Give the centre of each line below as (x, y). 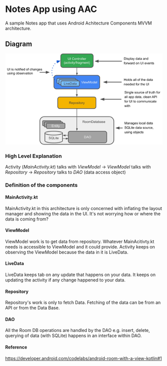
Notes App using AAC (51, 9)
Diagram (19, 44)
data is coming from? (27, 219)
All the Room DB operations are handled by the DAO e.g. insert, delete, (78, 330)
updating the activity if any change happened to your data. (65, 280)
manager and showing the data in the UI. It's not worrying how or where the (83, 213)
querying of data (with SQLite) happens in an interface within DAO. (74, 335)
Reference (16, 347)
